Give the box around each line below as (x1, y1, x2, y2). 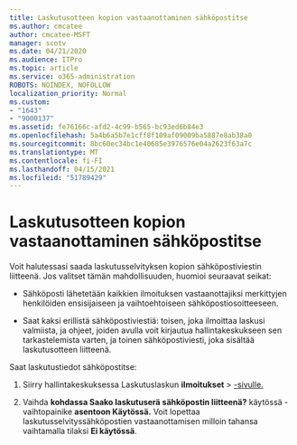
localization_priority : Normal (9, 89, 127, 98)
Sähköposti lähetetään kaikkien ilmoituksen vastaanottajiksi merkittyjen (22, 289, 287, 299)
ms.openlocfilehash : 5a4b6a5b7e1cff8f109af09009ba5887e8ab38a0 (9, 131, 253, 140)
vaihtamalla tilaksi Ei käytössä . (22, 426, 137, 437)
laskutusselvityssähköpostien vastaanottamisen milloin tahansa (22, 416, 259, 427)
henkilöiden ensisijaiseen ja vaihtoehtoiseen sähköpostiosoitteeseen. (22, 298, 279, 308)
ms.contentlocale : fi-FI (9, 156, 103, 166)
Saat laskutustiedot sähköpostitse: (9, 362, 137, 373)
